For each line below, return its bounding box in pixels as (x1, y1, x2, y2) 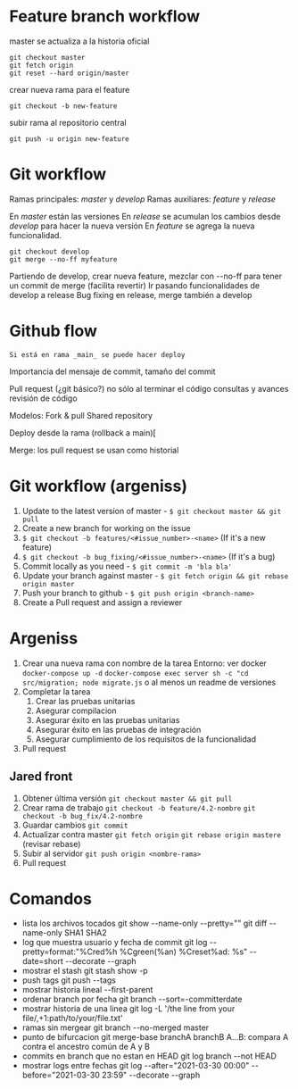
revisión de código (9, 393, 78, 403)
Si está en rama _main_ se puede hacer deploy (9, 350, 186, 359)
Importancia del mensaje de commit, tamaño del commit (9, 366, 216, 377)
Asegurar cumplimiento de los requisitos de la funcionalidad (35, 734, 257, 744)
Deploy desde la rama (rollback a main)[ (9, 427, 156, 438)
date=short (21, 956, 64, 967)
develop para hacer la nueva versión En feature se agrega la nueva (9, 220, 255, 231)
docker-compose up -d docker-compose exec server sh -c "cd (21, 669, 249, 678)
